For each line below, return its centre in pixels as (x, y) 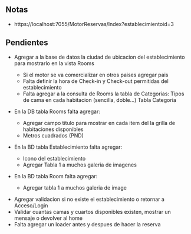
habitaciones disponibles (53, 129)
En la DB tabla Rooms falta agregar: (57, 111)
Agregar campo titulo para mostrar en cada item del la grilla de (99, 123)
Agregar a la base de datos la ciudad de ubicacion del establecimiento (99, 57)
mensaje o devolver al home (48, 218)
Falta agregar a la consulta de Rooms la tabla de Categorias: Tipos (103, 94)
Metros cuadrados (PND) (53, 135)
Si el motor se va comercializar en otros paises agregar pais (95, 75)
